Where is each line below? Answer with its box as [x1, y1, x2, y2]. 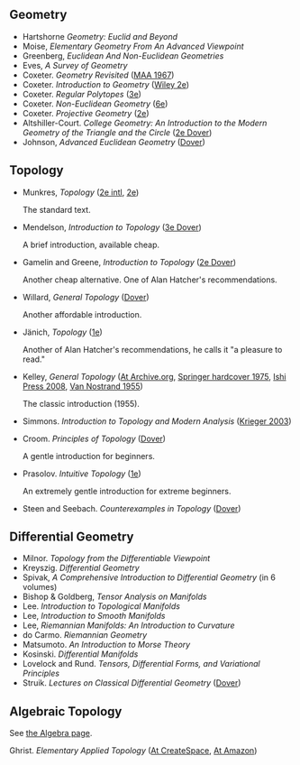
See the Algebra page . [9, 728, 93, 739]
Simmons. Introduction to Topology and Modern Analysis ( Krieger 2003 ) [22, 415, 292, 427]
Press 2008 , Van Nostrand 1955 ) [22, 381, 144, 392]
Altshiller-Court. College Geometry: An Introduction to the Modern [22, 117, 268, 128]
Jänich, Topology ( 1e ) [22, 327, 104, 337]
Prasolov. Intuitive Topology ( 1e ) [22, 468, 141, 479]
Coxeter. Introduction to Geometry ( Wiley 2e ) [22, 78, 190, 89]
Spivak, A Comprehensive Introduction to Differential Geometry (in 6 [22, 572, 277, 583]
